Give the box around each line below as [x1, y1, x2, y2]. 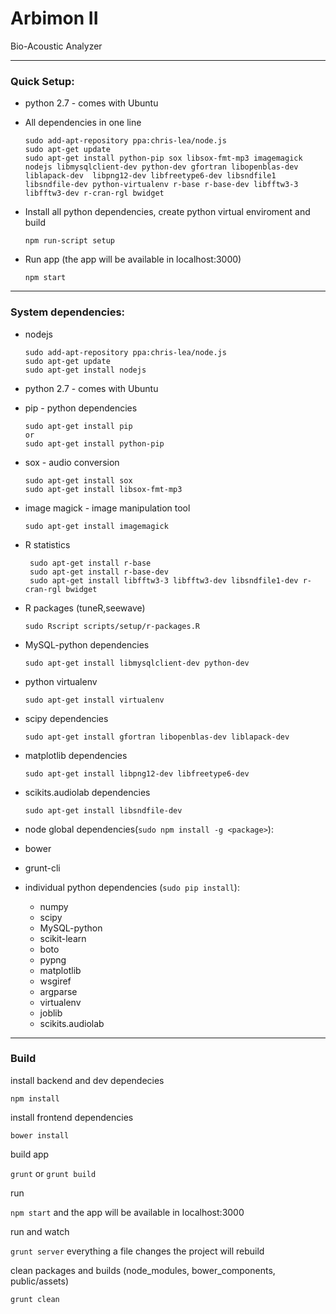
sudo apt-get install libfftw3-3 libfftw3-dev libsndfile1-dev [29, 575, 299, 586]
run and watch [10, 1225, 70, 1237]
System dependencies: [10, 305, 126, 319]
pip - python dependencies [24, 402, 138, 414]
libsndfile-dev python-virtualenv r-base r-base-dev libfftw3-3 [24, 180, 299, 190]
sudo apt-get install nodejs [24, 365, 147, 375]
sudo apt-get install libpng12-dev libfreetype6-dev [24, 768, 250, 779]
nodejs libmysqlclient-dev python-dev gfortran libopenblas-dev [24, 162, 299, 172]
